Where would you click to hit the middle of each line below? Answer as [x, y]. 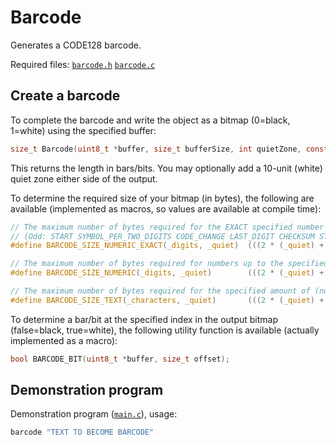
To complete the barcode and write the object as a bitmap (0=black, [150, 120]
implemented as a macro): [64, 340]
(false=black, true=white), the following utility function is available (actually [165, 330]
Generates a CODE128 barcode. [76, 45]
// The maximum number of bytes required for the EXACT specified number [167, 227]
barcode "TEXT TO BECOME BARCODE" [82, 432]
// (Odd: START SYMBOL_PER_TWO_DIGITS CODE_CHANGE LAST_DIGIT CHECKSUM [162, 236]
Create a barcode [65, 96]
